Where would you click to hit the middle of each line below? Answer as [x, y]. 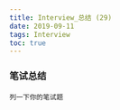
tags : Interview [40, 34]
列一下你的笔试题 [37, 97]
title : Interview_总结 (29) [61, 18]
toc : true [28, 43]
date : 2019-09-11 [42, 26]
